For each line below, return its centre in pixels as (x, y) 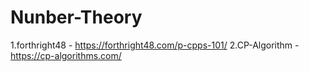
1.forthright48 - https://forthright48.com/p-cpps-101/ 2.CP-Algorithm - (155, 45)
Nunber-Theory (76, 17)
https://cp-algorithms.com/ (66, 55)
